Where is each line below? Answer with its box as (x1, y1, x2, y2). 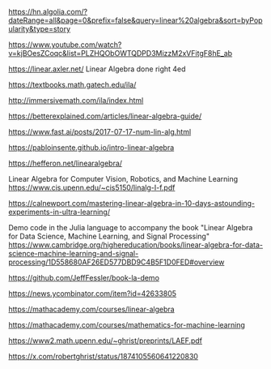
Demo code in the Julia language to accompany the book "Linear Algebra (8, 223, 253, 232)
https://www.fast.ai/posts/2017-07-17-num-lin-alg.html (8, 127, 192, 136)
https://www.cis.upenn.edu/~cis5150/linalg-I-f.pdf (8, 182, 176, 192)
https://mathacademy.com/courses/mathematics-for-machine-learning (8, 320, 245, 329)
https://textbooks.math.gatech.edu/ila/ (8, 80, 137, 89)
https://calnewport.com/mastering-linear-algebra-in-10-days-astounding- (8, 199, 255, 208)
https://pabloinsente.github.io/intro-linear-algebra (8, 143, 175, 152)
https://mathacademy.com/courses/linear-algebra (8, 304, 176, 314)
